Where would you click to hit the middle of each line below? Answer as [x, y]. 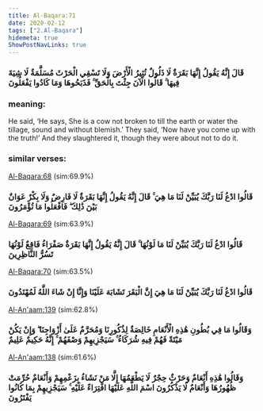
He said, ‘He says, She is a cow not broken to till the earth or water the [123, 121]
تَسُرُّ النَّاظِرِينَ [31, 254]
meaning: [27, 104]
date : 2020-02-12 [37, 23]
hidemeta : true [33, 38]
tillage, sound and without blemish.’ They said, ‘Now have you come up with [132, 130]
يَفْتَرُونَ [20, 398]
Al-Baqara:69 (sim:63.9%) [51, 224]
